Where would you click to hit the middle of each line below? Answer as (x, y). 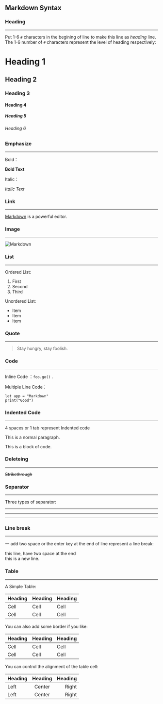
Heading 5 (16, 116)
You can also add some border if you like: (47, 626)
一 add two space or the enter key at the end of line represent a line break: (79, 544)
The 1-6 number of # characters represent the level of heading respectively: (81, 42)
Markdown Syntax (33, 8)
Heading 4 (16, 105)
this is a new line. (22, 559)
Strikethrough (19, 474)
